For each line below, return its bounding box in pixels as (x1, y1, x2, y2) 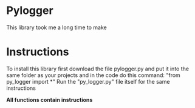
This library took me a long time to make (6, 24, 108, 31)
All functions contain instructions (6, 96, 93, 103)
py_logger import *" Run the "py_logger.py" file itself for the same (6, 78, 170, 85)
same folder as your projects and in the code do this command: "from (6, 71, 180, 79)
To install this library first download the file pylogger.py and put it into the (6, 65, 190, 72)
